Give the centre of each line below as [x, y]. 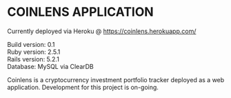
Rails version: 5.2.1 [33, 59]
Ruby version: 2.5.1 [34, 52]
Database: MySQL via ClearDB [51, 66]
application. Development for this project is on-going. [83, 87]
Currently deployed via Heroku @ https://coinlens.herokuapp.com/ [102, 31]
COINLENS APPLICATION [80, 12]
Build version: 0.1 [31, 44]
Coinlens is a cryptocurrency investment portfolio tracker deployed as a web [116, 79]
